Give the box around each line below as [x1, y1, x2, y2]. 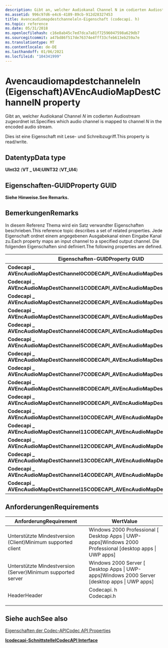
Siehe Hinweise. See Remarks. [5, 194, 69, 200]
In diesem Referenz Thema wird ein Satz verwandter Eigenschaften [5, 222, 144, 228]
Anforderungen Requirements [5, 503, 99, 511]
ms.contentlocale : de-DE [5, 45, 57, 50]
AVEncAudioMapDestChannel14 [7, 471, 87, 478]
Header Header [7, 591, 43, 598]
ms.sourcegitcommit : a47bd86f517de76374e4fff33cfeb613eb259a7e [5, 36, 140, 41]
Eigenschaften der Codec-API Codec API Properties [5, 627, 111, 633]
